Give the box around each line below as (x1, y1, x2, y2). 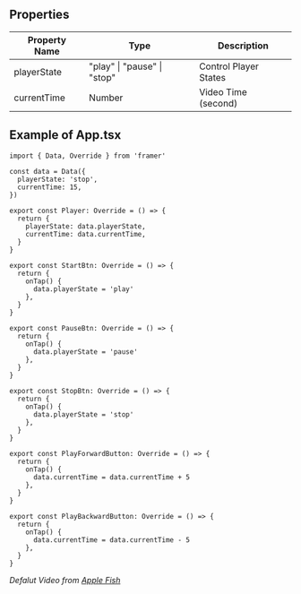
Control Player (198, 60, 260, 73)
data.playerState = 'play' (32, 284, 134, 294)
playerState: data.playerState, (25, 221, 146, 231)
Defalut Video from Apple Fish (9, 574, 121, 585)
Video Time (198, 85, 248, 98)
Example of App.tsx (9, 127, 122, 142)
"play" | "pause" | (89, 60, 163, 73)
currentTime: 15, (17, 183, 82, 192)
